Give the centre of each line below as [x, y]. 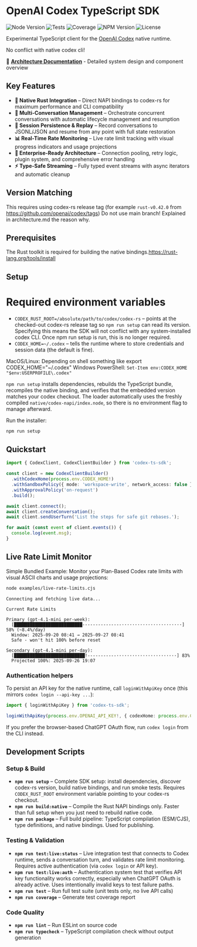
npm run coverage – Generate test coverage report [75, 897]
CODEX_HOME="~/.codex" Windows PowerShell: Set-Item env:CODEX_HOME [97, 367]
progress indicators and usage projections [66, 147]
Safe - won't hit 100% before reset [56, 640]
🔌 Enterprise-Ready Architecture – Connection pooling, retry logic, [96, 153]
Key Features [31, 86]
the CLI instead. [25, 733]
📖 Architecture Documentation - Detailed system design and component [95, 61]
